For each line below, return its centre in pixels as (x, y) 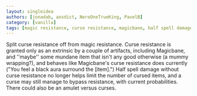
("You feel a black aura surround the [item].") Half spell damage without (92, 69)
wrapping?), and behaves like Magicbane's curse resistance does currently (97, 63)
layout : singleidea (30, 11)
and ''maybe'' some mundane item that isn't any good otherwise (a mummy (97, 57)
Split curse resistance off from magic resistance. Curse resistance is (89, 44)
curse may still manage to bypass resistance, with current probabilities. (92, 82)
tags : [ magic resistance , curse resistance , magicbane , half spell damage (99, 28)
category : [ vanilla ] (31, 22)
